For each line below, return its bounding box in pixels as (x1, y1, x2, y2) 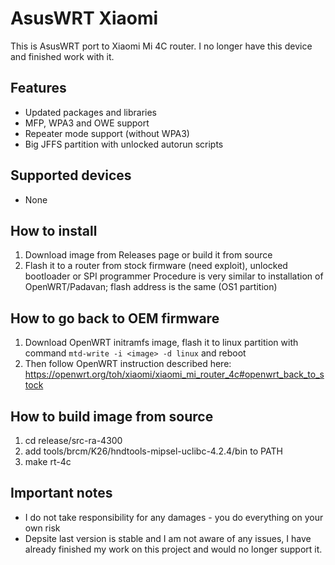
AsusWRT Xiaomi (10, 7, 159, 30)
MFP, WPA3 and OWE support (24, 117, 150, 129)
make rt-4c (24, 456, 72, 467)
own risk (24, 522, 61, 534)
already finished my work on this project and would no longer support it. (24, 543, 323, 555)
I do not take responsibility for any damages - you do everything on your (24, 511, 324, 523)
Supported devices (10, 167, 132, 184)
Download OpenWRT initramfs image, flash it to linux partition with (24, 337, 299, 349)
